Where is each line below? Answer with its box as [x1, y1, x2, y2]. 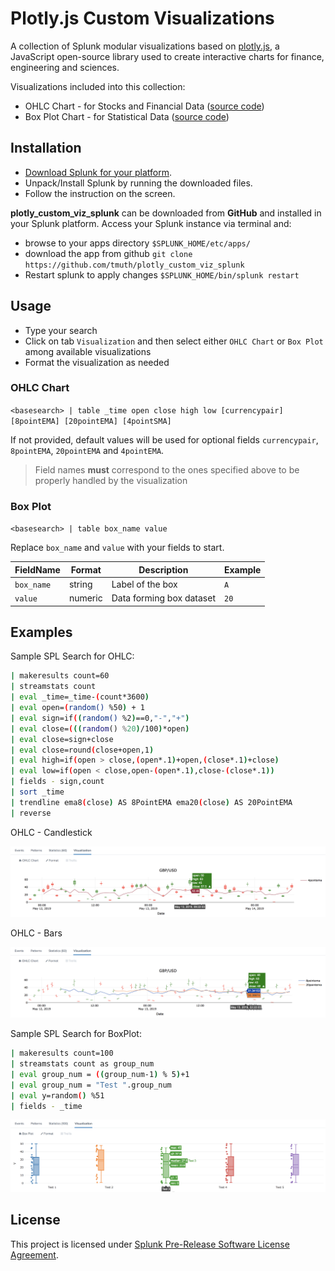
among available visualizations [24, 345, 152, 357]
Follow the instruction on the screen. [24, 187, 176, 199]
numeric [68, 592, 103, 604]
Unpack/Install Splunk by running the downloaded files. [24, 177, 253, 189]
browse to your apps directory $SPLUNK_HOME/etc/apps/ [24, 237, 251, 249]
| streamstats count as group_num [10, 1059, 155, 1069]
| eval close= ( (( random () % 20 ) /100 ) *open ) [10, 723, 190, 734]
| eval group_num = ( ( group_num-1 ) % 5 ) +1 [10, 1069, 190, 1079]
